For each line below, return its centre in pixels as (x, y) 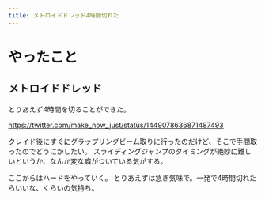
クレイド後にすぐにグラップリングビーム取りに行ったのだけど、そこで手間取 (133, 141)
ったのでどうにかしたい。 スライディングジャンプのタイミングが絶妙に (123, 151)
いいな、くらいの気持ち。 (57, 187)
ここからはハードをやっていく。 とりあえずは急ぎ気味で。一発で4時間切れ (129, 178)
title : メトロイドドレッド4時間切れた (64, 15)
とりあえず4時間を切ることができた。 (70, 109)
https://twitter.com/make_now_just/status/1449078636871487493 (116, 125)
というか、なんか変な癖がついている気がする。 (91, 161)
